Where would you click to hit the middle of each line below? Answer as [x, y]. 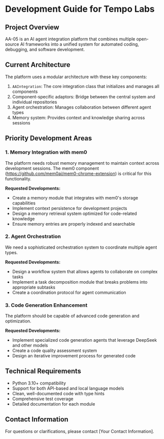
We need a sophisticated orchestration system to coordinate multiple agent [81, 247]
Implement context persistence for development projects [70, 208]
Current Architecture [38, 65]
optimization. [18, 321]
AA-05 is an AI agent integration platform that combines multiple [70, 39]
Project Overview [32, 27]
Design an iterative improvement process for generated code [74, 356]
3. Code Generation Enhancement [46, 305]
